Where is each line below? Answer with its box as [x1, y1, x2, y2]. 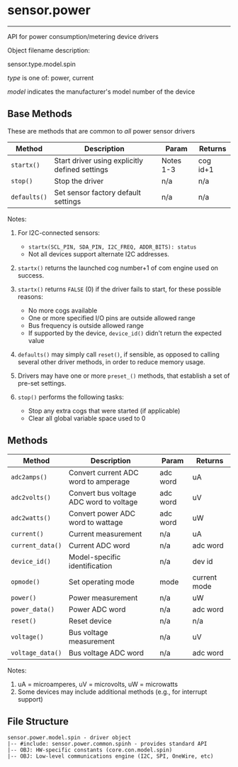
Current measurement [68, 528, 142, 538]
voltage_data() [11, 648, 62, 657]
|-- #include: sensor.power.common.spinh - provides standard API [7, 741, 208, 748]
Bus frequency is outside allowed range [28, 321, 144, 330]
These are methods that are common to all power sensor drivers [7, 126, 195, 135]
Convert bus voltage [68, 488, 137, 498]
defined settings [54, 164, 108, 174]
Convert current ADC [68, 467, 140, 477]
